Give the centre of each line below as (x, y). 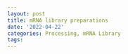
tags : (15, 40)
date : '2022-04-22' (36, 27)
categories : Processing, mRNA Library (64, 33)
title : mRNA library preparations (58, 20)
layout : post (26, 14)
